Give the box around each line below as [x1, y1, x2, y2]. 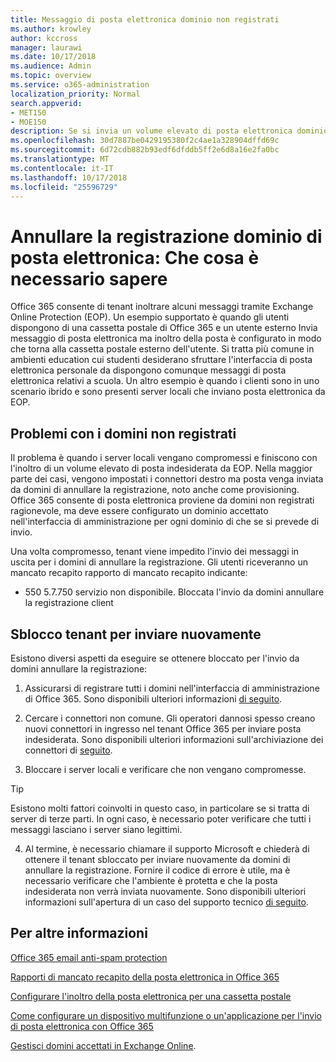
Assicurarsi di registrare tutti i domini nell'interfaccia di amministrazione [24, 682, 320, 694]
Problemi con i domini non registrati [10, 425, 237, 442]
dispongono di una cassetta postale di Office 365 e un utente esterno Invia [10, 322, 318, 334]
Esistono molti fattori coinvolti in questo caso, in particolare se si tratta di [10, 802, 310, 814]
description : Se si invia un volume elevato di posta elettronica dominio [10, 126, 329, 136]
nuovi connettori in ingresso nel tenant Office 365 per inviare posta [24, 722, 302, 735]
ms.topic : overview [10, 71, 92, 81]
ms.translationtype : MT [10, 154, 110, 164]
